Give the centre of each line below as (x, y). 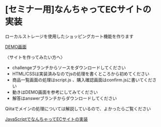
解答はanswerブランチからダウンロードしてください (65, 98)
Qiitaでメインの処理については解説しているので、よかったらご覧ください (78, 108)
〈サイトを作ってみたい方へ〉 (35, 57)
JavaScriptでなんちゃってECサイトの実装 (46, 119)
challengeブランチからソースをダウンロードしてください (69, 67)
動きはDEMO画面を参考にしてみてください (55, 92)
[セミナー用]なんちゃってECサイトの (78, 10)
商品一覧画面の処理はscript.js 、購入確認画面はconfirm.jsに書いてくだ (82, 80)
